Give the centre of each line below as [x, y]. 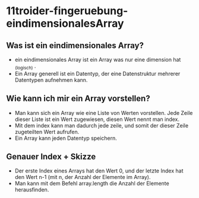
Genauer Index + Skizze [51, 157]
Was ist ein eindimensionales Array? [75, 45]
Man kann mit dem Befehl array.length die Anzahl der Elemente [92, 183]
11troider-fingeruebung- [67, 11]
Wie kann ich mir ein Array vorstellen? [78, 99]
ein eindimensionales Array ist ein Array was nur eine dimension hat [98, 60]
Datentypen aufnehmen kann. [51, 80]
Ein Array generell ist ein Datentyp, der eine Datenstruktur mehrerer [97, 74]
